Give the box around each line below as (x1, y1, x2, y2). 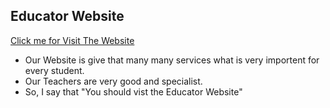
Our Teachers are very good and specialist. (24, 75, 203, 87)
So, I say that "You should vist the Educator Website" (24, 85, 243, 98)
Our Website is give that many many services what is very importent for (24, 54, 320, 66)
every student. (24, 64, 85, 76)
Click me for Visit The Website (10, 34, 135, 46)
